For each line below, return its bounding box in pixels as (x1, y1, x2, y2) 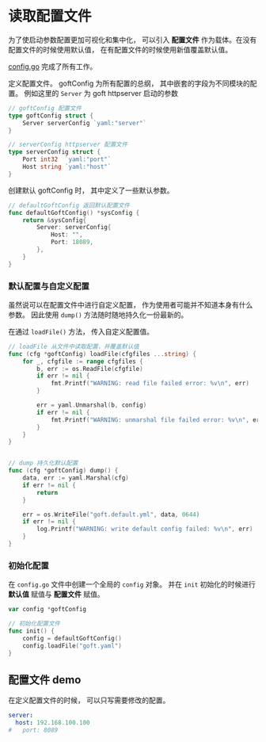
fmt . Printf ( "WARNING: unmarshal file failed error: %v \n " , (50, 415, 249, 424)
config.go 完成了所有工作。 (8, 61, 97, 71)
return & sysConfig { (22, 216, 87, 224)
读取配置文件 (8, 7, 93, 25)
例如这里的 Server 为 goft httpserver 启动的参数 (23, 88, 178, 98)
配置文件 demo (8, 673, 82, 687)
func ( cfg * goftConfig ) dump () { (8, 467, 119, 475)
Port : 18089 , (50, 239, 93, 247)
